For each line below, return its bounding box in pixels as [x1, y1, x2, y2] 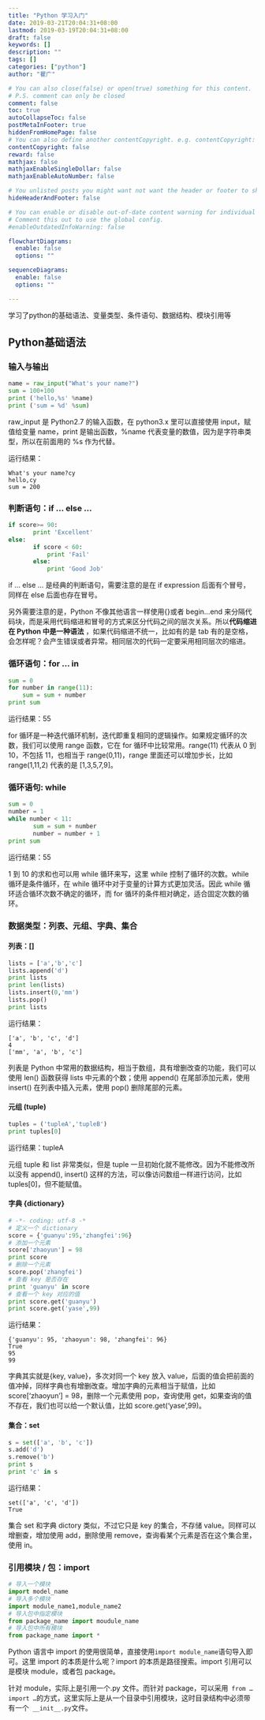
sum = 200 [8, 483, 41, 491]
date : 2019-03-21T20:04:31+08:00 [8, 19, 118, 27]
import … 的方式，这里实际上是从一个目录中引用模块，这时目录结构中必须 [8, 1693, 244, 1703]
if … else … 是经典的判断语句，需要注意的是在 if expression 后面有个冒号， [8, 581, 251, 590]
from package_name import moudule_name [8, 1617, 140, 1625]
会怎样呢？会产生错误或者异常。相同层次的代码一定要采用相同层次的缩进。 [8, 637, 250, 646]
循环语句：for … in [8, 658, 79, 669]
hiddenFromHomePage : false [8, 129, 97, 136]
